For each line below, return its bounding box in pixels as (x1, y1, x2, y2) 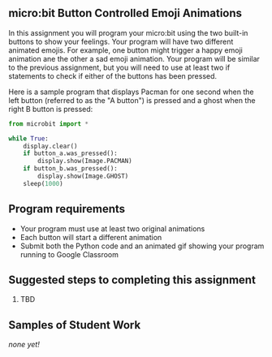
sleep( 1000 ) (23, 179, 63, 187)
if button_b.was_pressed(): (23, 165, 118, 173)
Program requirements (8, 202, 126, 216)
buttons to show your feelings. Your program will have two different (8, 37, 234, 46)
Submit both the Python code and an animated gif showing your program (19, 241, 265, 251)
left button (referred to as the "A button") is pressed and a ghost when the (8, 95, 256, 105)
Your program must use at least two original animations (19, 223, 205, 234)
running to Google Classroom (19, 249, 119, 259)
